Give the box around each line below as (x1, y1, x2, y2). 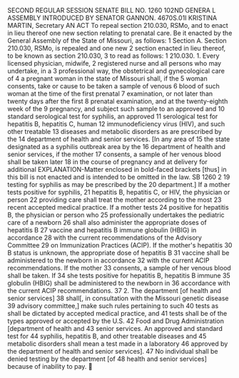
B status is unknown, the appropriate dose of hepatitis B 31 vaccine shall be (7, 249, 230, 257)
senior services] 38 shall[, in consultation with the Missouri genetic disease (7, 294, 229, 302)
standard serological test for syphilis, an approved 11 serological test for (7, 112, 218, 121)
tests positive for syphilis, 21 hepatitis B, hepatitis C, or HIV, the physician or (7, 188, 230, 196)
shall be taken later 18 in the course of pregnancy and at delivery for (7, 158, 208, 166)
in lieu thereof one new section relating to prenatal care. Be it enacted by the (7, 29, 233, 37)
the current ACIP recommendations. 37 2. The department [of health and (7, 287, 221, 295)
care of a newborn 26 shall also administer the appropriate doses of (7, 218, 207, 227)
